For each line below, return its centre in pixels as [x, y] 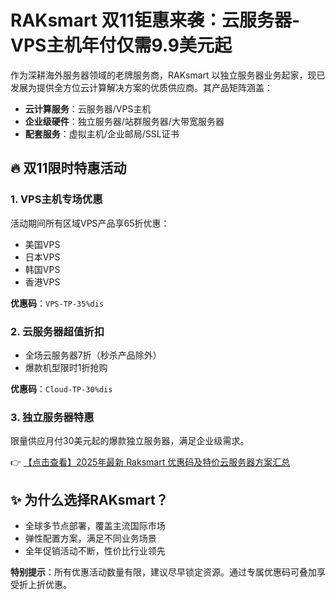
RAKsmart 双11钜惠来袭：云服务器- [155, 20]
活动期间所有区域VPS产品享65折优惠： [90, 223]
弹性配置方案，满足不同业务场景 [90, 538]
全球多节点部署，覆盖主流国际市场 [95, 526]
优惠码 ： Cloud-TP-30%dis [61, 388]
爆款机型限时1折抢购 [66, 367]
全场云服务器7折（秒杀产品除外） [93, 355]
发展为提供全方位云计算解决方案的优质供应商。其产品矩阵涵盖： [141, 87]
